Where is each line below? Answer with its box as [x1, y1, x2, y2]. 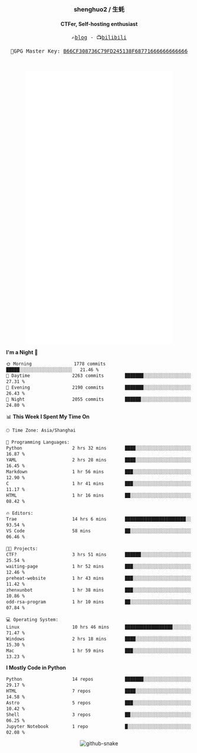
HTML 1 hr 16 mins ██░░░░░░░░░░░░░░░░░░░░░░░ [6, 493, 192, 499]
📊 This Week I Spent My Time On [6, 413, 90, 421]
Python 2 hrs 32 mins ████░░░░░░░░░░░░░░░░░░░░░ [6, 445, 192, 451]
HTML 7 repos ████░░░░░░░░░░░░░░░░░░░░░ [6, 688, 192, 694]
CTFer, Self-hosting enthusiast [60, 20, 138, 27]
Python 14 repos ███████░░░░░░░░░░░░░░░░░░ [6, 676, 192, 683]
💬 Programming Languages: [6, 439, 70, 445]
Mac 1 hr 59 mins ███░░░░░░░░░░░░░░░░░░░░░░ [6, 648, 192, 654]
